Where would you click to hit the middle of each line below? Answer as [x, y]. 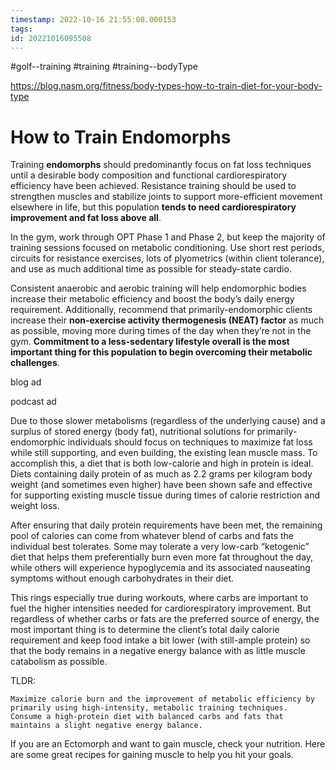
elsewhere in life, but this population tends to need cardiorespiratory [153, 207]
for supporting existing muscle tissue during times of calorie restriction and [165, 495]
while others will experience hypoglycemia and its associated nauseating [160, 568]
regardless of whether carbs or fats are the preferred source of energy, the [165, 619]
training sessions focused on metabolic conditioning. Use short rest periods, [167, 248]
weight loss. [35, 506]
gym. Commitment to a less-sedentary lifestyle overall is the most [150, 342]
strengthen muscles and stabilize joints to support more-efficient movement [166, 197]
